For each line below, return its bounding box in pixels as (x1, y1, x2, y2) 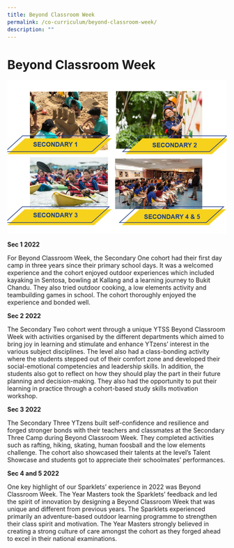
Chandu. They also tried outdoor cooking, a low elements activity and (7, 283, 207, 292)
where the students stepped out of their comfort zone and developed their (7, 355, 221, 363)
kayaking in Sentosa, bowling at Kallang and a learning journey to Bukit (7, 276, 211, 285)
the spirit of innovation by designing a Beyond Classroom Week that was (7, 498, 215, 506)
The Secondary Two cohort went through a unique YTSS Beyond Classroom (7, 325, 226, 334)
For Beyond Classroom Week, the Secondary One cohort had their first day (7, 254, 223, 263)
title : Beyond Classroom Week (7, 11, 95, 18)
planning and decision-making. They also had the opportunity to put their (7, 377, 217, 386)
